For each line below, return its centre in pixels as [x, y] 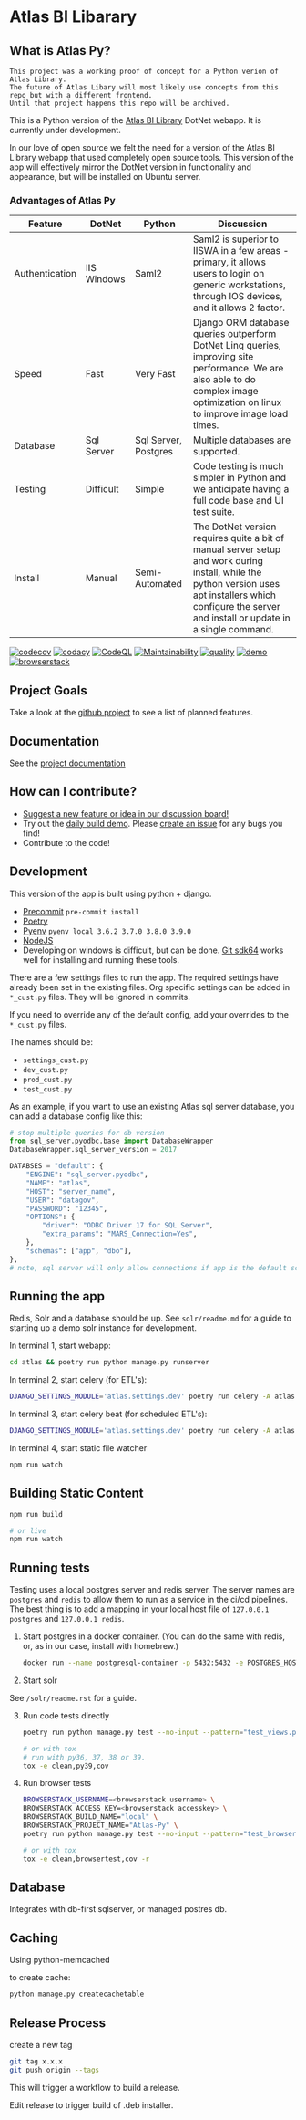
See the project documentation [67, 763]
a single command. [234, 630]
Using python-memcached [60, 1960]
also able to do [224, 380]
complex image [225, 392]
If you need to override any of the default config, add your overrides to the [149, 1014]
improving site [223, 357]
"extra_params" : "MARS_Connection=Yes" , [120, 1234]
